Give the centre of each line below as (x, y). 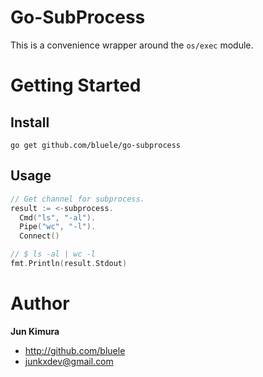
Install (30, 122)
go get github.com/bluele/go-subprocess (96, 145)
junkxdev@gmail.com (69, 361)
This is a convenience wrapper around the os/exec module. (132, 45)
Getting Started (76, 85)
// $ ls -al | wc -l (53, 254)
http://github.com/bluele (75, 350)
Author (40, 303)
